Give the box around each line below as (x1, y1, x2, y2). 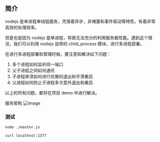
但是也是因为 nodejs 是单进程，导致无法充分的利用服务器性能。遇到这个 (5, 34, 149, 40)
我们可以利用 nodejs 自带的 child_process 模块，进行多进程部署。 (13, 41, 144, 47)
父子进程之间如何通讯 (12, 67, 55, 73)
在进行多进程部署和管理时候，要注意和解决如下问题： (5, 51, 112, 57)
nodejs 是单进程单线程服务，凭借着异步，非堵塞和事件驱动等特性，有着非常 (5, 18, 156, 24)
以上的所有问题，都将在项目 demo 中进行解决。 (5, 90, 100, 95)
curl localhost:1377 (5, 133, 47, 138)
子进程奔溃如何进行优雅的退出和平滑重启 (12, 73, 93, 79)
